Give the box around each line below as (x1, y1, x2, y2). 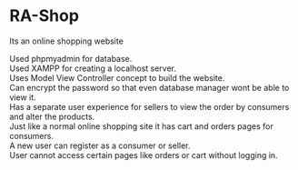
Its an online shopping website (9, 35, 124, 46)
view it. (9, 92, 36, 103)
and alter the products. (9, 111, 95, 122)
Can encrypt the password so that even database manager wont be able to (9, 82, 290, 93)
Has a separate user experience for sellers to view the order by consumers (9, 101, 290, 112)
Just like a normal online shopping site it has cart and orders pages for (9, 120, 274, 132)
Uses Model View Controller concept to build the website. (9, 72, 225, 83)
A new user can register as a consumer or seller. (9, 140, 191, 151)
